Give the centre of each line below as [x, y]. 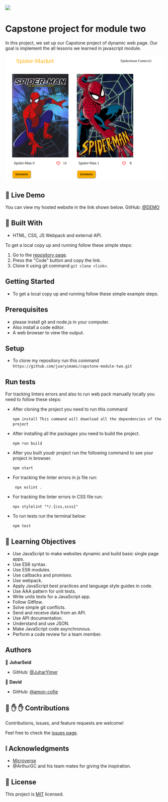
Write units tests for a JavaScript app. [52, 596]
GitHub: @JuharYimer [35, 672]
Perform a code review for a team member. [57, 634]
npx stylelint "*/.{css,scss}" [45, 507]
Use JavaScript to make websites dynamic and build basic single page [86, 553]
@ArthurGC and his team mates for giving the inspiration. [72, 766]
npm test [22, 526]
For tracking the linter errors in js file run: [55, 477]
